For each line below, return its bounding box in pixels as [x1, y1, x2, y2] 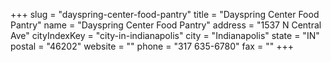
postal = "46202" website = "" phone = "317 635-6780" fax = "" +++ [10, 40, 294, 52]
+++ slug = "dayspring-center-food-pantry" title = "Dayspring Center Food [10, 9, 320, 20]
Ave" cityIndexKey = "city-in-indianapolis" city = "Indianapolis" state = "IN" [10, 30, 320, 41]
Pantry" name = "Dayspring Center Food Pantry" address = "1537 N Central [10, 19, 322, 31]
